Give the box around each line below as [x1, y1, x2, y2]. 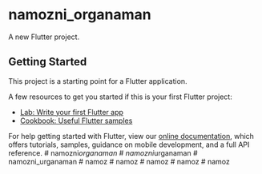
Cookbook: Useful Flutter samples [19, 116, 133, 125]
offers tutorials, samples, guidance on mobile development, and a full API [8, 140, 250, 149]
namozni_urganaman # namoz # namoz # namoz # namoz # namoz [8, 156, 230, 166]
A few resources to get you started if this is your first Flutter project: [8, 92, 232, 101]
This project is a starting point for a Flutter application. [8, 76, 187, 85]
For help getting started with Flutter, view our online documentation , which [8, 131, 255, 140]
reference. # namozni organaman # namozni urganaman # [8, 148, 198, 157]
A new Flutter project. [8, 32, 80, 42]
